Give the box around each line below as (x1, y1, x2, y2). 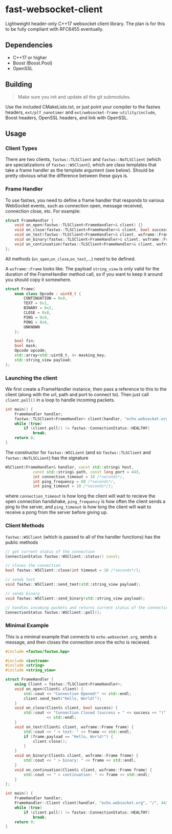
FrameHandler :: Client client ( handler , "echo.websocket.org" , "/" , (14, 800, 159, 806)
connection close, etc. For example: (5, 208, 81, 214)
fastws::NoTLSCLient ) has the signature (5, 455, 89, 461)
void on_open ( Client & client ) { (14, 686, 83, 692)
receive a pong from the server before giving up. (5, 509, 108, 516)
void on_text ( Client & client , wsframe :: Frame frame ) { (14, 724, 134, 730)
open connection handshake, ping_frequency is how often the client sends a (5, 498, 165, 505)
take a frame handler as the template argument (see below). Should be (5, 167, 155, 174)
